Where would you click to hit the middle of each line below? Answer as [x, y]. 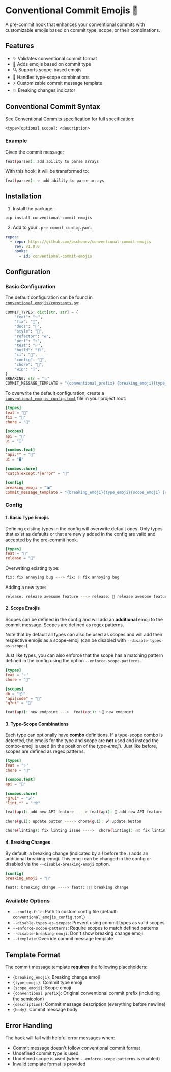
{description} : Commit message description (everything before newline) [89, 1004]
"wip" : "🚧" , [27, 369]
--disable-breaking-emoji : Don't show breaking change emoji [78, 933]
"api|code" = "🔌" [24, 698]
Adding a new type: [26, 587]
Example [16, 141]
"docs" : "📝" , [28, 326]
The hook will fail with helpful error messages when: [60, 1038]
